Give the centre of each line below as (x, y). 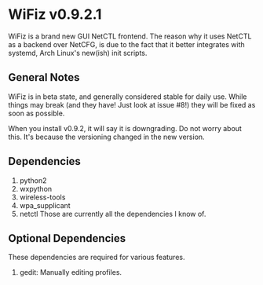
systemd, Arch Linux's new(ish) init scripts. (78, 53)
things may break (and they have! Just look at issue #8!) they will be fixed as (132, 104)
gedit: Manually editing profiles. (71, 272)
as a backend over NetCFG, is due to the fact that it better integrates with (126, 44)
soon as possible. (37, 113)
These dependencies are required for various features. (97, 258)
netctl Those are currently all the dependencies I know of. (113, 214)
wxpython (36, 188)
